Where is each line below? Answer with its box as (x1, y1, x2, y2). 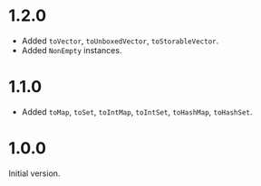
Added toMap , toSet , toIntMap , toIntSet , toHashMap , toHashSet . (21, 106, 253, 117)
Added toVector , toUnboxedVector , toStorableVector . (21, 35, 219, 46)
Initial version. (8, 168, 61, 179)
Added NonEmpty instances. (21, 44, 122, 55)
